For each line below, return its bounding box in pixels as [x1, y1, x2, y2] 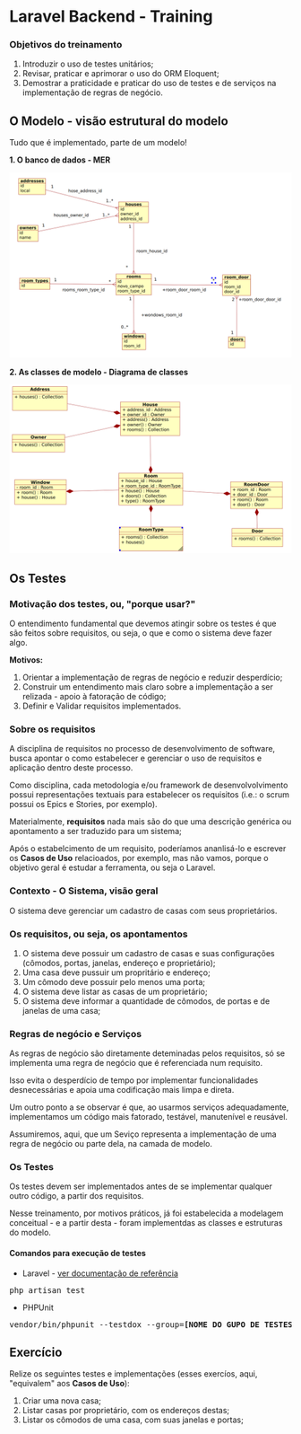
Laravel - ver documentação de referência [21, 1268, 179, 1279]
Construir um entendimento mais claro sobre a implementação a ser [21, 681, 273, 692]
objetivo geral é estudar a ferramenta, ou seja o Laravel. [9, 862, 216, 873]
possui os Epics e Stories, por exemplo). [9, 799, 159, 810]
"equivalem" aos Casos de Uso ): [9, 1378, 130, 1389]
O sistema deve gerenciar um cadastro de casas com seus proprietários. [9, 905, 278, 916]
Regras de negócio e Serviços [9, 1027, 142, 1040]
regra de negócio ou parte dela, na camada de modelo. [9, 1139, 213, 1149]
